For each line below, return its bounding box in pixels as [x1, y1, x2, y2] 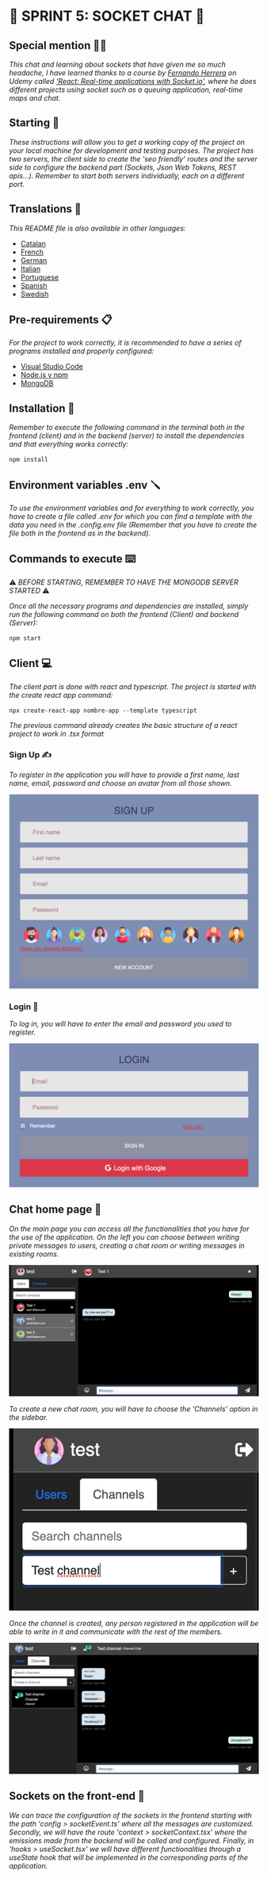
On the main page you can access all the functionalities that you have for [9, 1224, 250, 1233]
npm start [9, 634, 42, 642]
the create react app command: [9, 690, 113, 699]
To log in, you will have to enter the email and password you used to [9, 1019, 232, 1029]
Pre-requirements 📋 [9, 313, 113, 327]
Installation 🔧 [9, 402, 75, 415]
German [20, 255, 48, 265]
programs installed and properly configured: [9, 346, 154, 356]
